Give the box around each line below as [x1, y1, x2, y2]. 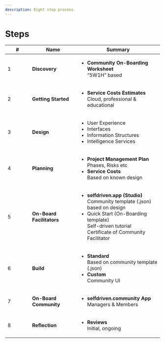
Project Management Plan [87, 156, 149, 162]
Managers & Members [87, 301, 138, 308]
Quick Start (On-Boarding [87, 210, 147, 217]
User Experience [87, 119, 126, 126]
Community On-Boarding [87, 59, 148, 66]
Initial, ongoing [87, 325, 121, 332]
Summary [106, 46, 130, 53]
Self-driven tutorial [87, 222, 132, 229]
